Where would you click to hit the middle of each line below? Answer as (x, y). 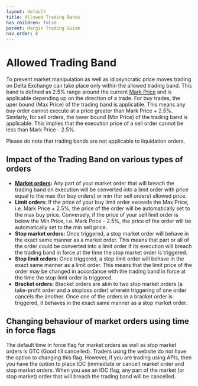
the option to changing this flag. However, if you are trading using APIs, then (99, 357)
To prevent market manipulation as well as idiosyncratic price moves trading (99, 79)
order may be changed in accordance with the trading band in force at (100, 271)
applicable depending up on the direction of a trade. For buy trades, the (93, 98)
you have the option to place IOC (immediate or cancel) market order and (95, 364)
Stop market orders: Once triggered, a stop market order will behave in (102, 233)
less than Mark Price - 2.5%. (41, 130)
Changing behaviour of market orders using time (98, 321)
